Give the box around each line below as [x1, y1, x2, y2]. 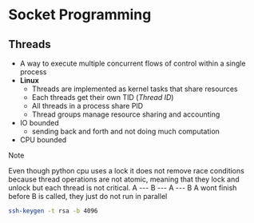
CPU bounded [19, 135, 67, 145]
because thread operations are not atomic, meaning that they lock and [8, 174, 240, 184]
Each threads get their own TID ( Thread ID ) [31, 93, 174, 102]
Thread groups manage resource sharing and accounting [31, 110, 220, 119]
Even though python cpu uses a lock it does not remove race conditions [8, 166, 245, 175]
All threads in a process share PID [31, 102, 144, 110]
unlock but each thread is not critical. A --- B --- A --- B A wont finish [8, 183, 237, 193]
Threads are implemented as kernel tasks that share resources [31, 84, 238, 94]
